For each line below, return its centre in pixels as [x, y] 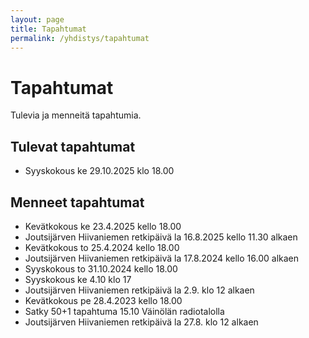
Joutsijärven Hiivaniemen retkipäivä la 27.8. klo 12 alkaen [141, 322]
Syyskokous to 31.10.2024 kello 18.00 [101, 268]
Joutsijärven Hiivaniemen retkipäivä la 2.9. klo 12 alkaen [139, 290]
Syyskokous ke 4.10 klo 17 [78, 279]
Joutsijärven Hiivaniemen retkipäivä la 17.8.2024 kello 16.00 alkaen [161, 258]
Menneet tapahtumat [77, 202]
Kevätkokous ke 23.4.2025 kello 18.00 [103, 226]
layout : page [37, 19]
